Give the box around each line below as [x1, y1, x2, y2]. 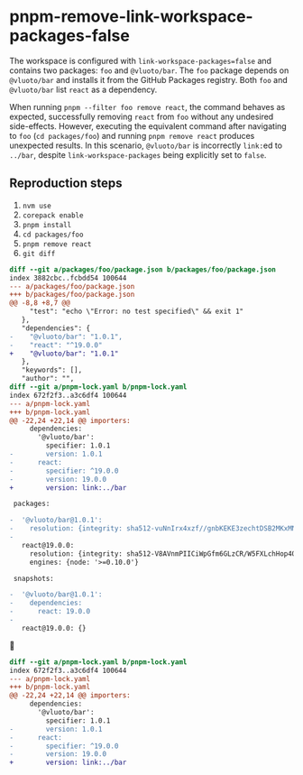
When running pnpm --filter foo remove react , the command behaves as [9, 101, 286, 112]
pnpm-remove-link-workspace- [9, 6, 254, 27]
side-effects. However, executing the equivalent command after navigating [9, 120, 287, 132]
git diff [22, 249, 56, 258]
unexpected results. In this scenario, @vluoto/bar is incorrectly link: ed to [9, 140, 282, 151]
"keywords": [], [21, 365, 83, 375]
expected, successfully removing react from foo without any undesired [9, 111, 274, 122]
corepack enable [22, 210, 84, 220]
